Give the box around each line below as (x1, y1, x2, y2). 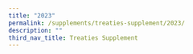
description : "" (8, 26, 63, 34)
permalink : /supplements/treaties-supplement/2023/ (8, 19, 185, 27)
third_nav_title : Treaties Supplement (8, 33, 138, 42)
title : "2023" (8, 11, 56, 20)
